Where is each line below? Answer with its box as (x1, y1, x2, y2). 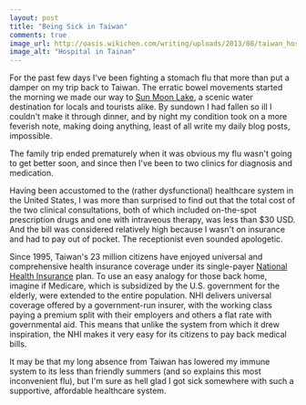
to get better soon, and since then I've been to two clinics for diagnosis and (9, 158, 293, 169)
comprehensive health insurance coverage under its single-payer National (9, 261, 288, 272)
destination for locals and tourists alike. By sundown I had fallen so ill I (9, 101, 272, 112)
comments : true (9, 30, 67, 39)
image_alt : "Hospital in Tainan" (9, 47, 137, 57)
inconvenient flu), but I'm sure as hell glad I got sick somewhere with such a (9, 376, 294, 387)
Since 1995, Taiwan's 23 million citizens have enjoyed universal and (9, 252, 263, 263)
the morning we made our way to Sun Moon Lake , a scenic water (9, 92, 253, 103)
